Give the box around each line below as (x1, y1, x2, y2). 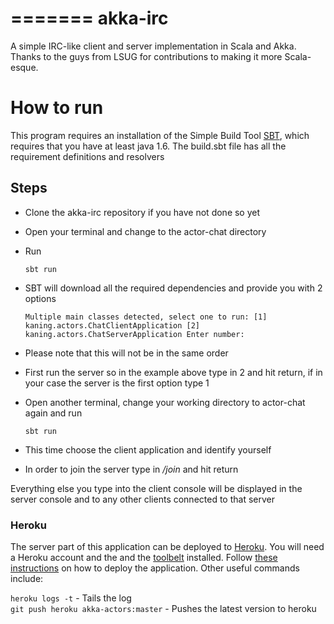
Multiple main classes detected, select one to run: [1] (24, 312, 268, 322)
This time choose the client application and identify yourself (24, 443, 272, 456)
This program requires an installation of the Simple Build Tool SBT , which (10, 129, 310, 141)
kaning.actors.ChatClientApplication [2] (24, 320, 200, 331)
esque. (10, 61, 39, 73)
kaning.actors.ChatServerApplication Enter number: (24, 329, 245, 339)
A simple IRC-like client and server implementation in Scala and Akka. (10, 40, 297, 52)
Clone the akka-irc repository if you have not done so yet (24, 206, 261, 218)
